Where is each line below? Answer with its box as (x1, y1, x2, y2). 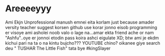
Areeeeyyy (5, 3, 52, 14)
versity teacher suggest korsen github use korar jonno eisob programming (5, 24, 158, 30)
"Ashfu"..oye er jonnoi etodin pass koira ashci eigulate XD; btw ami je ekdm (5, 35, 159, 41)
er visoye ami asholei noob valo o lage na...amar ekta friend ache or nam (5, 29, 154, 35)
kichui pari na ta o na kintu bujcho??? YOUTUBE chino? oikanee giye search (5, 40, 161, 46)
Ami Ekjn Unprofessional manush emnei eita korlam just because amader (5, 19, 155, 25)
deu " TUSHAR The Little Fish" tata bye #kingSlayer (5, 45, 111, 51)
